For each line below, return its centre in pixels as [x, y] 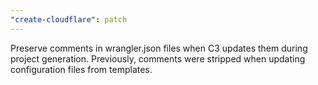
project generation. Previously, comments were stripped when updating [158, 58]
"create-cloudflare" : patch [69, 19]
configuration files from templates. [81, 69]
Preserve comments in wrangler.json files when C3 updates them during [159, 48]
